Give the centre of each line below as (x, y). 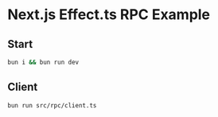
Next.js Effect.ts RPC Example (109, 15)
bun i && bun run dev (43, 62)
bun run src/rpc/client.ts (52, 105)
